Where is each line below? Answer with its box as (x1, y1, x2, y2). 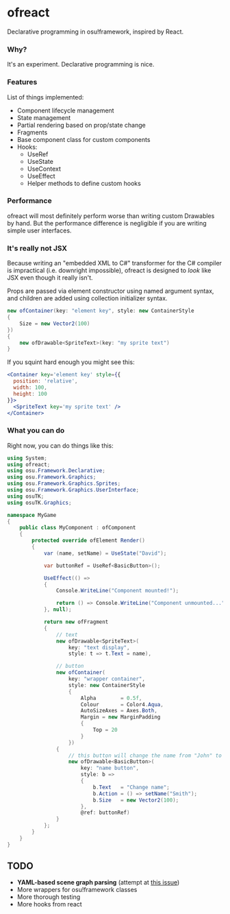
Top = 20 (92, 727, 118, 734)
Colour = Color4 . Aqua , (80, 701, 164, 708)
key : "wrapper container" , (68, 675, 146, 683)
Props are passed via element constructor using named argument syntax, (7, 287, 214, 296)
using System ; (7, 455, 48, 461)
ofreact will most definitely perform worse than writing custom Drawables (7, 211, 215, 220)
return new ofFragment (43, 618, 109, 625)
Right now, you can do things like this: (7, 441, 114, 450)
